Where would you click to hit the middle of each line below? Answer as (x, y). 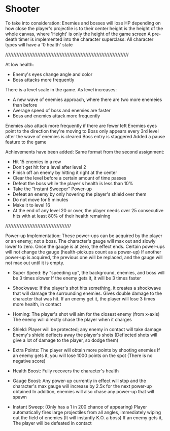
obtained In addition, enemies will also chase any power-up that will (83, 391)
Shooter (23, 9)
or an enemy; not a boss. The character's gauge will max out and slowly (80, 241)
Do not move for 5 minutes (40, 199)
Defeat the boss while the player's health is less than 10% (73, 183)
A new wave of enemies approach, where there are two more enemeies (87, 99)
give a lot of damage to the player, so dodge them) (65, 340)
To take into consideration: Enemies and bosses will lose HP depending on (83, 23)
